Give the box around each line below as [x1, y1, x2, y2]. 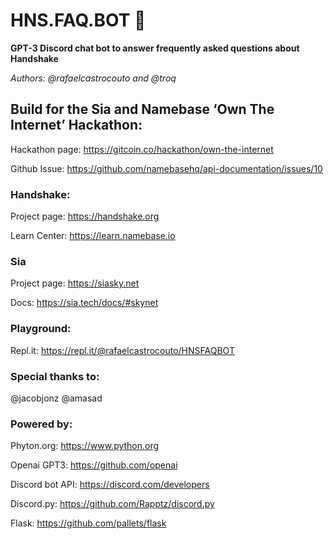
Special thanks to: [10, 369, 100, 383]
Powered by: [10, 417, 73, 431]
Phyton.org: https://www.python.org [10, 440, 160, 452]
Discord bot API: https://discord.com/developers [10, 479, 210, 491]
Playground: [10, 322, 72, 336]
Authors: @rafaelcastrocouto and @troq [10, 72, 177, 84]
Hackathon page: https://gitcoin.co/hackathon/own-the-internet [10, 143, 274, 155]
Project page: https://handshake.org [10, 210, 160, 223]
